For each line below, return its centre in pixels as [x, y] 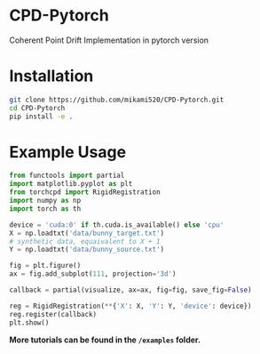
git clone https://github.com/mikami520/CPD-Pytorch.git [117, 100]
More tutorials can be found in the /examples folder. [105, 340]
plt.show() [29, 322]
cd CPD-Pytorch [37, 108]
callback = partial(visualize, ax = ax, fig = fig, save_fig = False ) [130, 290]
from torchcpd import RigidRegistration [85, 192]
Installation [51, 76]
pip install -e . [41, 117]
